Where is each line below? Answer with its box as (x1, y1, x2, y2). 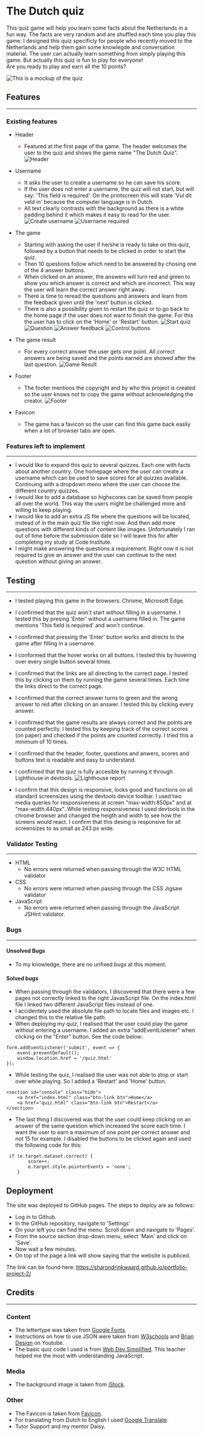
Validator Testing (6, 840, 58, 848)
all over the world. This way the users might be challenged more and (14, 500, 186, 507)
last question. (24, 361, 58, 368)
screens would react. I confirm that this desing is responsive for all (14, 818, 181, 826)
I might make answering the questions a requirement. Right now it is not (14, 545, 194, 552)
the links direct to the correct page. (14, 682, 103, 690)
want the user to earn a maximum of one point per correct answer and (14, 1129, 190, 1136)
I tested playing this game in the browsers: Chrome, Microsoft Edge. (14, 597, 185, 604)
